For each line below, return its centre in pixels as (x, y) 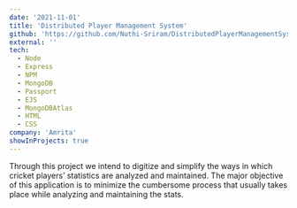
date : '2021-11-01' (45, 17)
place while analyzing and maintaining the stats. (96, 194)
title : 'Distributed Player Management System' (99, 26)
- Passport (37, 91)
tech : (19, 50)
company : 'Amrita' (43, 133)
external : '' (33, 42)
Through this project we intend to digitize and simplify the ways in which (141, 166)
